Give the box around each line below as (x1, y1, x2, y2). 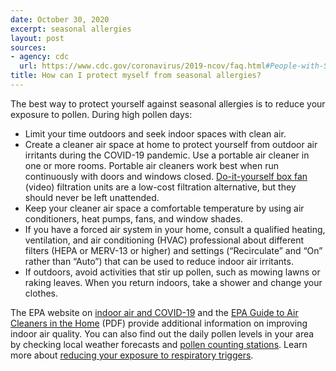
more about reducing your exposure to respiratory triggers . (10, 349, 254, 361)
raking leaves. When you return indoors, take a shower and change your (24, 276, 323, 288)
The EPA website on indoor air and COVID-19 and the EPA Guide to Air (10, 306, 299, 318)
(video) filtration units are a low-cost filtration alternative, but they (24, 181, 297, 193)
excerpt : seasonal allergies (10, 24, 132, 34)
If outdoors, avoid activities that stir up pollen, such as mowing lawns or (24, 266, 321, 278)
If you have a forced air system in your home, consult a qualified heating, (24, 223, 326, 235)
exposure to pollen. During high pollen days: (10, 108, 193, 120)
